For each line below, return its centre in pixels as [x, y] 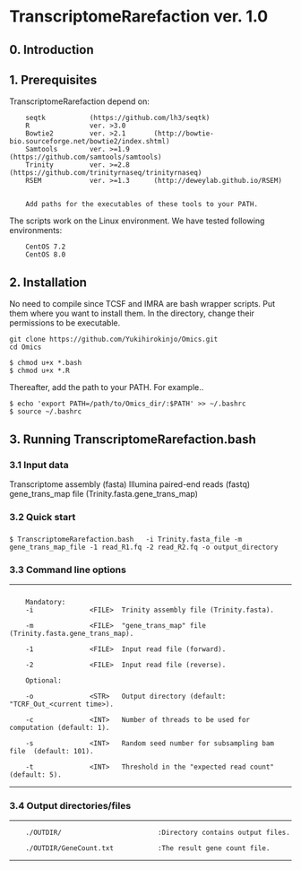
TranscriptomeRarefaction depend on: [80, 101]
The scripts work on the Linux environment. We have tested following [137, 221]
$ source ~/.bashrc [46, 412]
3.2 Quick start [43, 517]
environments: [36, 231]
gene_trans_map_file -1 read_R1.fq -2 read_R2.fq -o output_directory [144, 548]
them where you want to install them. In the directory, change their [132, 313]
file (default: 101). [52, 751]
